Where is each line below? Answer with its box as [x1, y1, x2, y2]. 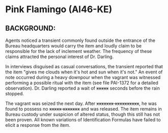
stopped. [5, 91, 24, 96]
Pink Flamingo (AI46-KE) [5, 4, 113, 15]
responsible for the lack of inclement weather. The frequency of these [5, 48, 152, 54]
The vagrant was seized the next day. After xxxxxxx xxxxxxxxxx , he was [5, 100, 157, 107]
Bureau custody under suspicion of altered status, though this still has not [5, 111, 160, 117]
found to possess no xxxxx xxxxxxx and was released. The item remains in [5, 106, 162, 112]
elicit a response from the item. [5, 122, 71, 128]
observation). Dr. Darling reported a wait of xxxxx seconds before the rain [5, 85, 160, 91]
